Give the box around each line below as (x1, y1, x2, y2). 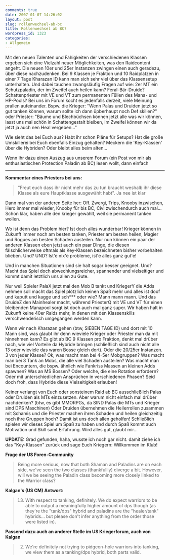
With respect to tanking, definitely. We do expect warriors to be (25, 497, 158, 503)
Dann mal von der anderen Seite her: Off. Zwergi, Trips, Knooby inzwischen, (5, 200, 163, 206)
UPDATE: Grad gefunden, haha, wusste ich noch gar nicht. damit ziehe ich (5, 436, 160, 442)
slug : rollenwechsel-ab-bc (5, 21, 62, 27)
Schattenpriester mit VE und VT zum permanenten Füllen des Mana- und (5, 92, 157, 98)
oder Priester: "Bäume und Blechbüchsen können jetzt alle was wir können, (5, 114, 162, 120)
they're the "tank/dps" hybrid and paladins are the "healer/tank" (25, 508, 159, 514)
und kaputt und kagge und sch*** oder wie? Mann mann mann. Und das (5, 293, 156, 300)
